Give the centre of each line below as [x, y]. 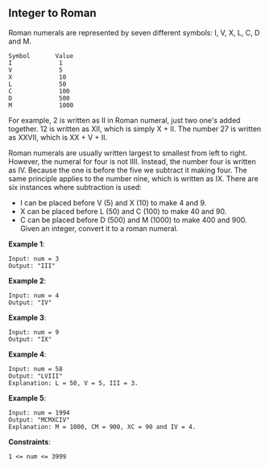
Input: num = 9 [34, 332]
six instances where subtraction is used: [75, 187]
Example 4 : [27, 354]
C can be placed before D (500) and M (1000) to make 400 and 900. [133, 220]
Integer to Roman [52, 13]
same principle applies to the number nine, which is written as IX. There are [134, 178]
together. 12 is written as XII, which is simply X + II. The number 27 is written [135, 129]
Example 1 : [27, 244]
